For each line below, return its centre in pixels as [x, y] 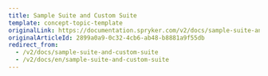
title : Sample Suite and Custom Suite [73, 15]
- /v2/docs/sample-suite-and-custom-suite [87, 52]
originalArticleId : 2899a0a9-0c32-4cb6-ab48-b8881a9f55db [106, 38]
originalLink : [32, 30]
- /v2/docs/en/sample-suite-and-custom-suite [93, 60]
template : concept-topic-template [66, 23]
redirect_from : [33, 45]
